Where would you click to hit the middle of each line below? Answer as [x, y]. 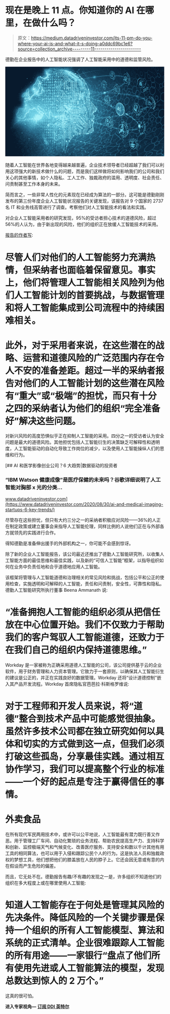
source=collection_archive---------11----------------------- [79, 49]
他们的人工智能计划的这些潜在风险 [94, 383]
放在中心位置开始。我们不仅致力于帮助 [85, 625]
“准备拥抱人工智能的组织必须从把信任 [83, 612]
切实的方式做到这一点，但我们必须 [94, 744]
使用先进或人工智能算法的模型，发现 [90, 968]
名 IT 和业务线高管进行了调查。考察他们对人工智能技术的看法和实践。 [77, 207]
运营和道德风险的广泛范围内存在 [89, 358]
